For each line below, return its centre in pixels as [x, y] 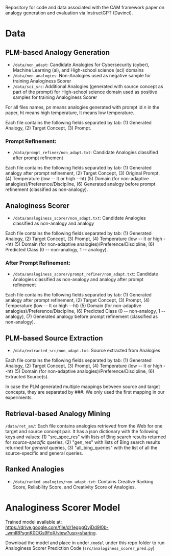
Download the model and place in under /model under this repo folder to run [85, 543]
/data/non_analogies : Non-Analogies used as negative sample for [82, 76]
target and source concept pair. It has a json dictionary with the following [82, 432]
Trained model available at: [34, 522]
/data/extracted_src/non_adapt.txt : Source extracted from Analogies [87, 351]
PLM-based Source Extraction [54, 338]
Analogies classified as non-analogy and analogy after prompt [78, 280]
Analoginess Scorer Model [63, 508]
